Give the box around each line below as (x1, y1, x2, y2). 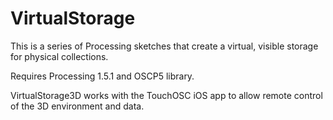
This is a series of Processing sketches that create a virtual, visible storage (10, 40, 319, 52)
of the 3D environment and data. (10, 100, 145, 112)
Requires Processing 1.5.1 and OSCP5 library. (10, 70, 195, 82)
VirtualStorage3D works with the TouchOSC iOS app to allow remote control (10, 89, 323, 101)
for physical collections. (10, 50, 109, 62)
